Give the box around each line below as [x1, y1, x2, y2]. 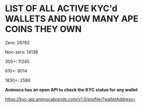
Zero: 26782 [5, 39, 30, 45]
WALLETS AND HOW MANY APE [5, 13, 139, 24]
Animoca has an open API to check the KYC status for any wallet [5, 87, 138, 92]
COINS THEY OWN [5, 24, 82, 35]
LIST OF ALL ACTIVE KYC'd [5, 3, 118, 14]
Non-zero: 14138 [5, 49, 38, 55]
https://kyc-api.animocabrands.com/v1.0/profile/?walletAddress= [5, 96, 136, 102]
